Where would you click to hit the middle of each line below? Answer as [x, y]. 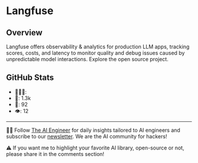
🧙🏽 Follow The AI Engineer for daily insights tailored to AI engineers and [93, 130]
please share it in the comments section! [55, 154]
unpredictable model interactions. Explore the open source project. [88, 59]
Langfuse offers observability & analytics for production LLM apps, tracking [98, 46]
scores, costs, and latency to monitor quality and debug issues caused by [95, 53]
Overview [24, 33]
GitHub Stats [30, 78]
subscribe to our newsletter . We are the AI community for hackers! [87, 136]
